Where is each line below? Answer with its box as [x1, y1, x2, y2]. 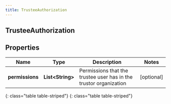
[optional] [139, 73, 163, 80]
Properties [5, 44, 40, 52]
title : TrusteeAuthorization [5, 7, 67, 13]
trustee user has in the [79, 73, 133, 80]
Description [92, 58, 122, 65]
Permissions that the [79, 67, 128, 74]
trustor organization [79, 80, 127, 87]
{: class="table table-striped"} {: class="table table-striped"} [5, 92, 133, 99]
